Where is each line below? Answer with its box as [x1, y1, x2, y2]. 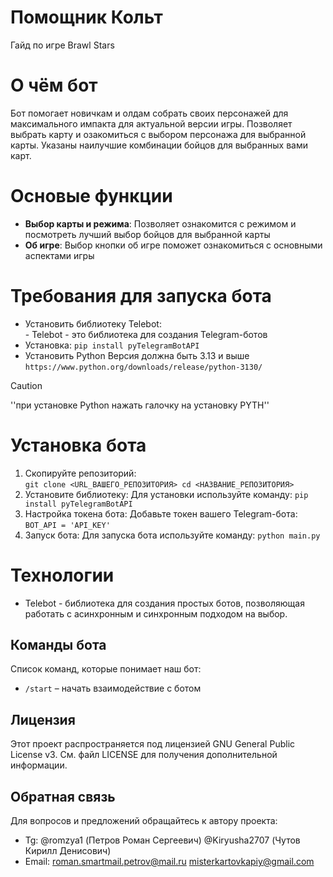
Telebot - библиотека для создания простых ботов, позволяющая [24, 597, 305, 609]
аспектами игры [24, 249, 95, 261]
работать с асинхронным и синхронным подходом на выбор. [24, 607, 288, 620]
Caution [10, 379, 43, 391]
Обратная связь [10, 788, 116, 805]
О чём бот [10, 74, 98, 97]
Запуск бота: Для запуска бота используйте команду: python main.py [24, 529, 321, 541]
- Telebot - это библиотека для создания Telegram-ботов [24, 328, 268, 340]
